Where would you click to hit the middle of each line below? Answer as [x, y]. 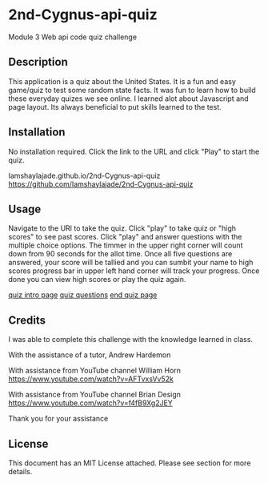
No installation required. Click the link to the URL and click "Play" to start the [134, 151]
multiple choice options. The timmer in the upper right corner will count [126, 245]
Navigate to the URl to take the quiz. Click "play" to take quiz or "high [122, 228]
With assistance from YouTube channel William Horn [95, 371]
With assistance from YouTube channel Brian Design [95, 395]
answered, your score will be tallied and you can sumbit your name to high [131, 263]
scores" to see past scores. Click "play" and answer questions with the [125, 237]
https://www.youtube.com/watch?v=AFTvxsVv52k [91, 379]
